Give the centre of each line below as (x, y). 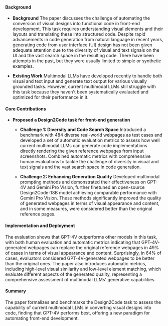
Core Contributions (26, 108)
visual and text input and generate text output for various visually (79, 81)
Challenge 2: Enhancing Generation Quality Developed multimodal (90, 177)
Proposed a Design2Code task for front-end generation (71, 120)
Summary (16, 291)
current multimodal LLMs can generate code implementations (83, 146)
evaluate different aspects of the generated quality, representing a (73, 274)
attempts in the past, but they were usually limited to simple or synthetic (87, 61)
